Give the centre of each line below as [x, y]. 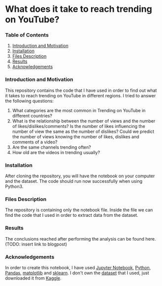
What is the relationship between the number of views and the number [84, 121]
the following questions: [30, 101]
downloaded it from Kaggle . [33, 278]
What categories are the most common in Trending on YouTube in [79, 110]
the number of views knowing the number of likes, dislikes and [76, 136]
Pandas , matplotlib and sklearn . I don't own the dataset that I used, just [77, 273]
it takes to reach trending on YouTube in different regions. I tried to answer [81, 95]
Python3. [14, 187]
